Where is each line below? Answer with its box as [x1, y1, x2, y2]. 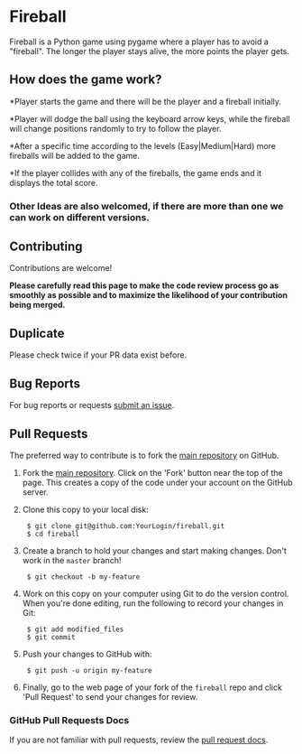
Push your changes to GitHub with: [22, 648, 152, 659]
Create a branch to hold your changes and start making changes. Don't [22, 545, 287, 556]
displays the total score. [9, 177, 98, 188]
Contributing [9, 239, 83, 255]
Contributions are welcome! [9, 263, 113, 274]
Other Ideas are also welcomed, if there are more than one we [9, 200, 284, 212]
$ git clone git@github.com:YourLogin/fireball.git [26, 521, 225, 530]
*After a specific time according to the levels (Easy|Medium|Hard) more [9, 140, 277, 151]
